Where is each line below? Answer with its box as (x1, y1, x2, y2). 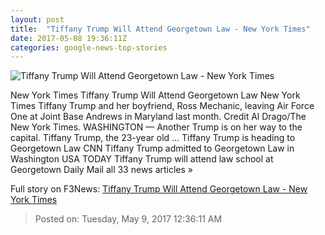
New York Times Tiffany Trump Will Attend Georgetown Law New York (10, 89, 301, 101)
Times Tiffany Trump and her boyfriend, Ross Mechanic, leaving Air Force (10, 100, 315, 112)
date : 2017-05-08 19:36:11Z (10, 33, 128, 43)
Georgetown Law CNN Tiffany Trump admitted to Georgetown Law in (10, 142, 295, 155)
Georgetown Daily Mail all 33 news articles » (10, 164, 194, 176)
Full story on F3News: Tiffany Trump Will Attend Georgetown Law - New (10, 183, 308, 195)
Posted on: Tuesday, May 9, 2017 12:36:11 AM (34, 213, 223, 225)
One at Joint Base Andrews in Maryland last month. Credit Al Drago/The (10, 111, 307, 123)
